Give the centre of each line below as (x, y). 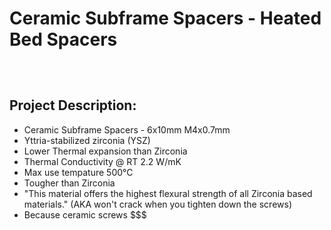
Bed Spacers (63, 39)
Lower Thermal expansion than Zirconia (105, 151)
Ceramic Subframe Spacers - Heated (165, 18)
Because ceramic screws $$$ (85, 214)
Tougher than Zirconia (69, 183)
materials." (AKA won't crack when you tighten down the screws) (157, 204)
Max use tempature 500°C (78, 172)
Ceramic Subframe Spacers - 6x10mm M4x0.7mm (127, 129)
